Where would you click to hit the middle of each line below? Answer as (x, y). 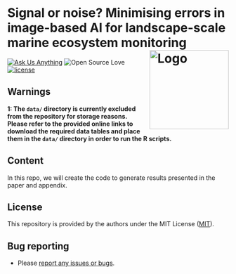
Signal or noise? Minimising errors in (116, 13)
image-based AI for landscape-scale (117, 28)
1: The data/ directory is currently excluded (72, 109)
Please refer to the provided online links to (70, 124)
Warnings (29, 92)
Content (26, 161)
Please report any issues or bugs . (66, 263)
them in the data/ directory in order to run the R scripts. (90, 138)
